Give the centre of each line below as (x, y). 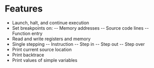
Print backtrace (28, 55)
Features (24, 9)
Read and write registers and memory (51, 39)
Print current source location (42, 49)
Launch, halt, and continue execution (50, 23)
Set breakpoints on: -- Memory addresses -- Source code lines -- (81, 28)
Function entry (27, 33)
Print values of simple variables (45, 60)
